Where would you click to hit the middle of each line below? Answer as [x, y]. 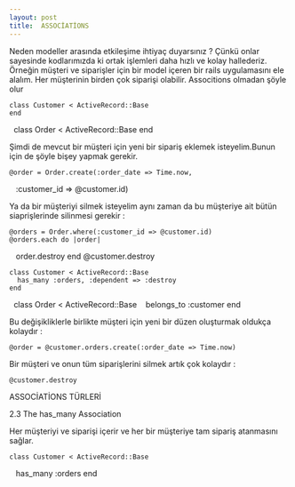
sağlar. [21, 440]
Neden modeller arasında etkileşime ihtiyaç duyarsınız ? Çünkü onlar [135, 51]
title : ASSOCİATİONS [49, 26]
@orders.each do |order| [55, 240]
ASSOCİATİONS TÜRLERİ [56, 396]
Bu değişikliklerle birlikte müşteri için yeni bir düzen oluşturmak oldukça [140, 322]
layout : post [33, 17]
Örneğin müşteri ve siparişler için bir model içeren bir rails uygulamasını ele [147, 70]
